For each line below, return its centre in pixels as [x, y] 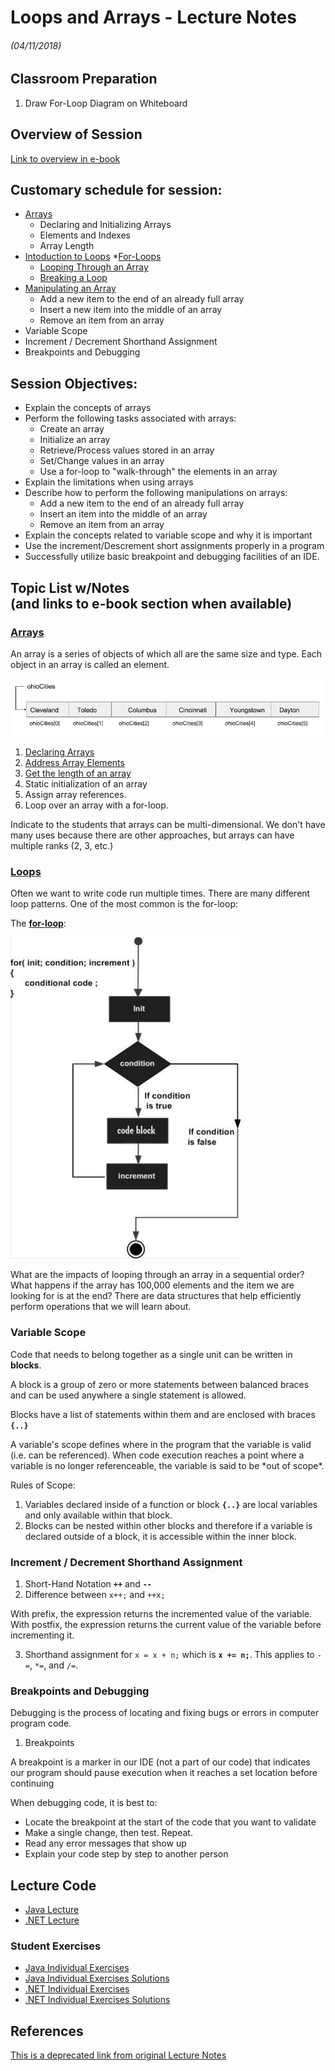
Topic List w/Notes [70, 587]
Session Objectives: [74, 383]
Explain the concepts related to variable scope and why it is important [168, 535]
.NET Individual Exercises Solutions [97, 2000]
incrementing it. [42, 1635]
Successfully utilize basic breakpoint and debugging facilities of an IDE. [172, 557]
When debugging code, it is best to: [84, 1803]
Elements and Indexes [85, 235]
